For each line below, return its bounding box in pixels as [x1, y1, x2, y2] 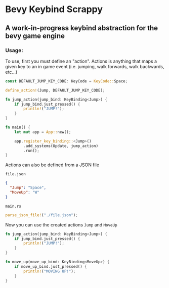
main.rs [5, 204, 22, 209]
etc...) [5, 69, 18, 75]
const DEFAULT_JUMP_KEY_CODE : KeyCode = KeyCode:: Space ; [5, 78, 128, 84]
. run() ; [23, 148, 39, 153]
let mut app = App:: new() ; [14, 129, 71, 134]
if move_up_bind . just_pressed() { [14, 264, 87, 269]
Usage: [5, 46, 24, 54]
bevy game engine [5, 31, 65, 40]
